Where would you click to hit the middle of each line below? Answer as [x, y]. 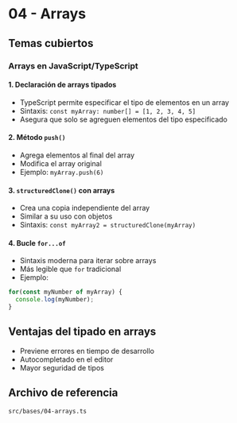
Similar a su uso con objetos [66, 216]
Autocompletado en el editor [66, 359]
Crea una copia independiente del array [85, 208]
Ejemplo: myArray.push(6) [62, 172]
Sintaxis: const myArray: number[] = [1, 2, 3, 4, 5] [108, 111]
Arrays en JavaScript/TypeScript [74, 66]
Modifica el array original [60, 163]
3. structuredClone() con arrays [62, 190]
